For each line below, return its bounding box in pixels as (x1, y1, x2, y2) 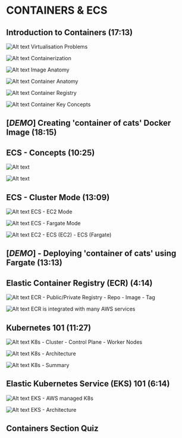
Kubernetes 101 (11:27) (6, 322, 91, 333)
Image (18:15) (6, 128, 57, 138)
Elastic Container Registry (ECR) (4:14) (6, 278, 153, 288)
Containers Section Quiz (6, 424, 99, 434)
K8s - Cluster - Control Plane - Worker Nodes (30, 338, 143, 346)
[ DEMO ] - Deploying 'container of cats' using (6, 248, 177, 259)
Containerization (30, 55, 71, 61)
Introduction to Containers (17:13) (6, 27, 133, 38)
